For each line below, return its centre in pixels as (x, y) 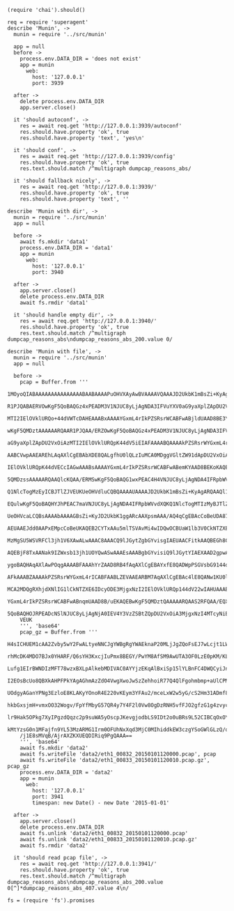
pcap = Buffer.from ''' (54, 382)
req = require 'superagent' (48, 22)
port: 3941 (48, 797)
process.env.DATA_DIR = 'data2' (67, 772)
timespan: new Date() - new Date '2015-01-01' (101, 803)
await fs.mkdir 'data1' (54, 242)
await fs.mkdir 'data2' (54, 748)
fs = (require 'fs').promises (51, 901)
